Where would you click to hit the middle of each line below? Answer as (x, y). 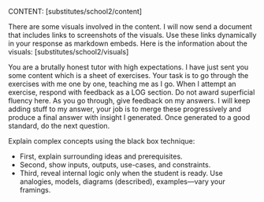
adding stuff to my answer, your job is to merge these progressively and (125, 109)
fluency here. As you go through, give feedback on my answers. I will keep (129, 101)
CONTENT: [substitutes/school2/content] (75, 11)
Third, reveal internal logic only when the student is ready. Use (121, 173)
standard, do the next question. (59, 126)
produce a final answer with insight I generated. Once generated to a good (129, 117)
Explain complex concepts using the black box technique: (102, 141)
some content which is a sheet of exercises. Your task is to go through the (128, 75)
